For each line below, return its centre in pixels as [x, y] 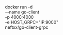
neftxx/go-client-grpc [27, 27]
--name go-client [22, 12]
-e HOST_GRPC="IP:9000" [32, 22]
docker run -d [19, 7]
